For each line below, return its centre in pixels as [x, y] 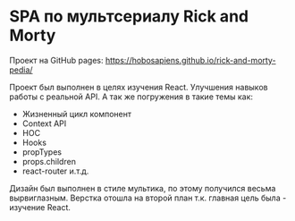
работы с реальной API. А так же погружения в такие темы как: [131, 97]
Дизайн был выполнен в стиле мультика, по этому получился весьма [143, 188]
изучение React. [40, 207]
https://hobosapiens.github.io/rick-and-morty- [190, 60]
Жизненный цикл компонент [77, 114]
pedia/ [21, 70]
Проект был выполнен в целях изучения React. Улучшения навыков [139, 87]
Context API [44, 123]
